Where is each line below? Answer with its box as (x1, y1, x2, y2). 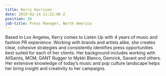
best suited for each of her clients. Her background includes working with (5, 50, 156, 56)
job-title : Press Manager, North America (5, 21, 92, 26)
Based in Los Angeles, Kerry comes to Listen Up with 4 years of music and (5, 34, 158, 40)
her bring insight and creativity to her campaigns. (5, 66, 106, 72)
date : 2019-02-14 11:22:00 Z (5, 12, 65, 17)
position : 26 (5, 16, 32, 21)
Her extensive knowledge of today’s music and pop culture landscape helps (5, 60, 160, 66)
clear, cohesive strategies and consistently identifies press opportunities (5, 45, 153, 51)
